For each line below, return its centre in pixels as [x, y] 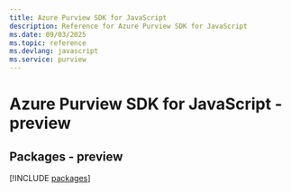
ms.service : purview [48, 59]
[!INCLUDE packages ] [50, 178]
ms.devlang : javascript [54, 51]
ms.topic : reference [48, 43]
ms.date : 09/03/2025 [48, 34]
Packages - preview [66, 156]
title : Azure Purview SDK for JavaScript [88, 18]
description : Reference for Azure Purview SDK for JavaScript [128, 26]
